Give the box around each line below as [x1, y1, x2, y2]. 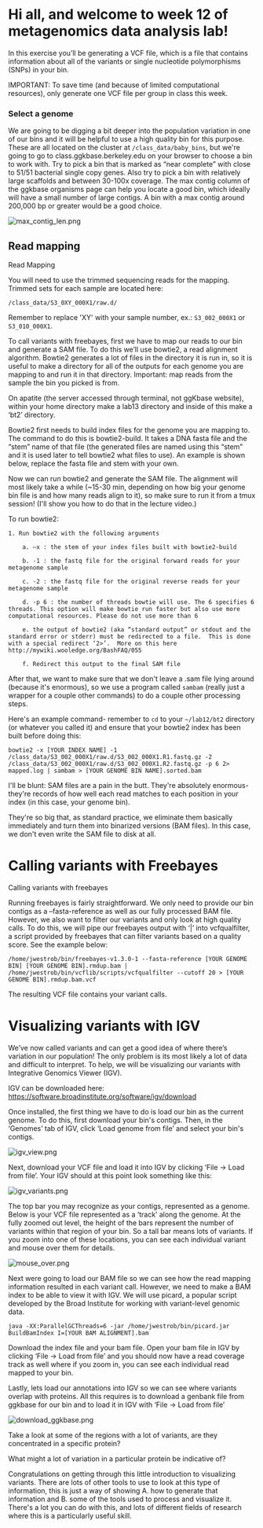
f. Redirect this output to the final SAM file [22, 661, 181, 668]
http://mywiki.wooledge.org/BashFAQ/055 [8, 646, 143, 654]
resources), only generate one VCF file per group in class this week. [8, 88, 228, 98]
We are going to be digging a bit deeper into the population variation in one [8, 126, 251, 135]
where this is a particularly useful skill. [8, 1511, 132, 1520]
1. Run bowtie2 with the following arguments [8, 529, 159, 538]
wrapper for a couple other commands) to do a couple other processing [8, 690, 241, 701]
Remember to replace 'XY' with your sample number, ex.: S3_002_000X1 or [8, 313, 246, 322]
